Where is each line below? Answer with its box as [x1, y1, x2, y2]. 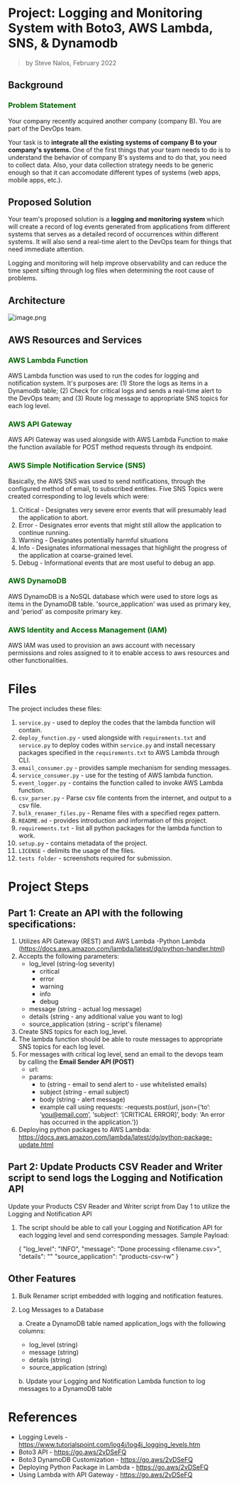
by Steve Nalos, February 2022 [25, 58, 117, 67]
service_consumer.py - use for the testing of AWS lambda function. [18, 771, 213, 780]
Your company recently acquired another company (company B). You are [8, 116, 222, 125]
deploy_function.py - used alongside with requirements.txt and [18, 733, 206, 742]
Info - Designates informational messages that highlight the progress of [18, 543, 228, 551]
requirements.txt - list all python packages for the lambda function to [18, 824, 223, 832]
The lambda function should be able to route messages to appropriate [18, 1035, 223, 1044]
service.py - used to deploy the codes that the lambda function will [18, 718, 216, 727]
